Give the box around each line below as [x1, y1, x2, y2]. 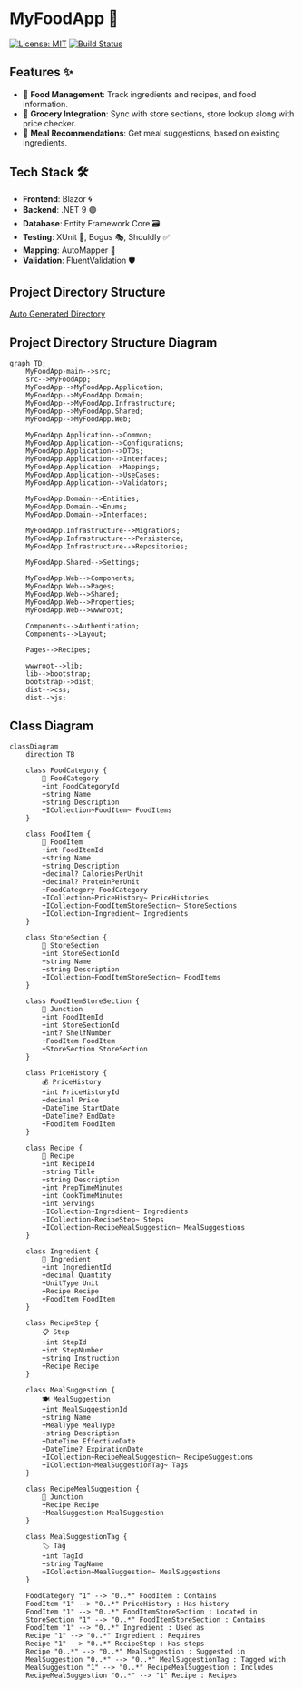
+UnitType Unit [42, 1279, 100, 1288]
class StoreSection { [25, 933, 107, 942]
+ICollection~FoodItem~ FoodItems [42, 806, 172, 815]
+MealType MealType [42, 1421, 116, 1430]
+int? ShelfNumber [42, 1029, 112, 1038]
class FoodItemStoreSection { [25, 997, 141, 1006]
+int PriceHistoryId [42, 1088, 120, 1097]
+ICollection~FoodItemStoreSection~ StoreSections [42, 901, 238, 910]
